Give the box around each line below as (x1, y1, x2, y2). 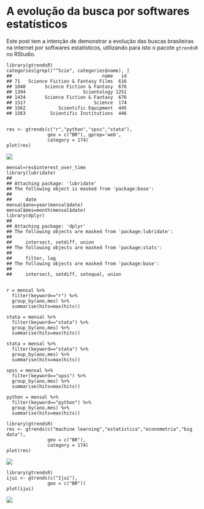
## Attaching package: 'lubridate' (6, 180, 97, 187)
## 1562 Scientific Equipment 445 (6, 105, 127, 111)
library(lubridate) (6, 170, 56, 176)
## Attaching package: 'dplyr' (6, 223, 86, 229)
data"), (6, 431, 26, 438)
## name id (6, 73, 127, 79)
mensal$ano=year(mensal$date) (6, 201, 84, 208)
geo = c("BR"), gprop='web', (47, 131, 122, 138)
